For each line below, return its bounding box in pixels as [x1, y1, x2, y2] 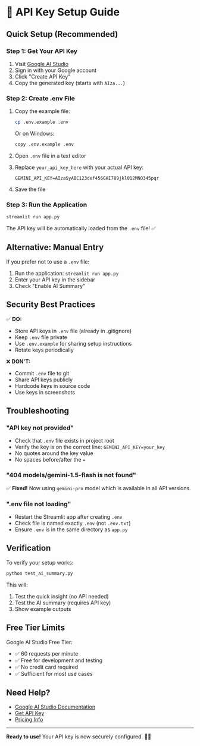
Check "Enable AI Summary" [14, 282, 86, 289]
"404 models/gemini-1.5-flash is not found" [6, 471, 137, 479]
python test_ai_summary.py [6, 571, 73, 576]
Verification [6, 543, 51, 553]
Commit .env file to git [14, 369, 70, 377]
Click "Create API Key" [14, 73, 71, 80]
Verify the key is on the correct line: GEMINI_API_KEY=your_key [14, 443, 165, 451]
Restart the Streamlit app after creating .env [14, 513, 123, 520]
